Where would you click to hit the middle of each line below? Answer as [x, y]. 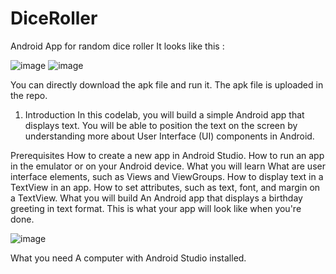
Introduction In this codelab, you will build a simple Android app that [164, 114]
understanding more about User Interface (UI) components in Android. [169, 136]
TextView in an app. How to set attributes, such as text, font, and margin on [165, 187]
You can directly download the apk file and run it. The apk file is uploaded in [167, 84]
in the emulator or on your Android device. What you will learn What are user [168, 166]
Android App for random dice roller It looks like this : [117, 46]
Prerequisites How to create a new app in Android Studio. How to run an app [167, 155]
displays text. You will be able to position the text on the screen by [161, 125]
